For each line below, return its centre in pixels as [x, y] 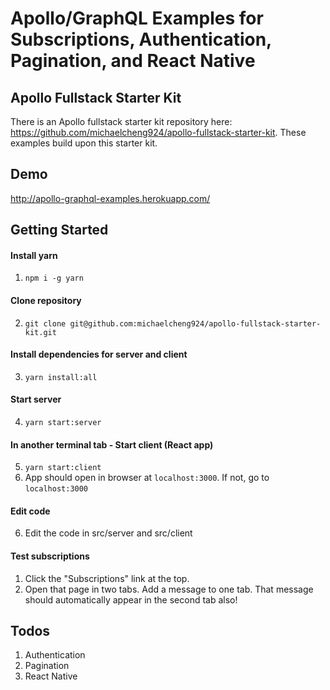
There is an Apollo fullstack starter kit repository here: [121, 121]
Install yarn [34, 255]
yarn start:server [63, 423]
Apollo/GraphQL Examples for [137, 18]
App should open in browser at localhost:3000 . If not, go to [147, 478]
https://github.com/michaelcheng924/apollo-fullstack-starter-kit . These [158, 132]
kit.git [40, 332]
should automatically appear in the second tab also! [131, 599]
